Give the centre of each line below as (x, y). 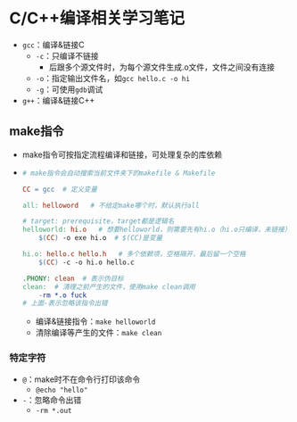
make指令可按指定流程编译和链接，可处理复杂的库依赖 (122, 154)
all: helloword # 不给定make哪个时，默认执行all (111, 205)
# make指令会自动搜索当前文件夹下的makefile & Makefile (119, 173)
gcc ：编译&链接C (53, 45)
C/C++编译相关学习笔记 (97, 18)
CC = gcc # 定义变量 (60, 189)
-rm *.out (54, 410)
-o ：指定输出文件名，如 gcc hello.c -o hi (112, 78)
